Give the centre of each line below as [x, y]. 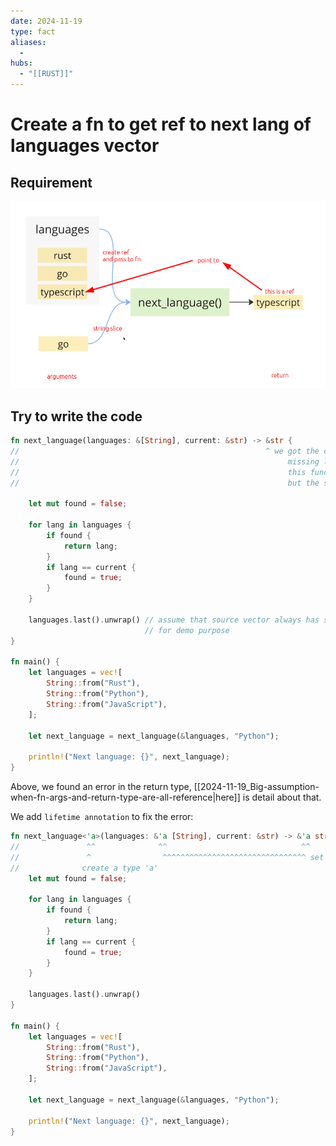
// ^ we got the [165, 451]
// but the [165, 483]
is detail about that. [282, 797]
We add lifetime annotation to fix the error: [102, 817]
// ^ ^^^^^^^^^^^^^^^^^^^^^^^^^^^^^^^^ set [167, 857]
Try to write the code [76, 416]
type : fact [33, 31]
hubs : [21, 63]
